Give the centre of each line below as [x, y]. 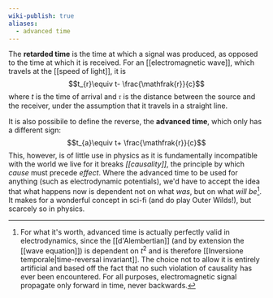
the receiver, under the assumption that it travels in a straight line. [118, 106]
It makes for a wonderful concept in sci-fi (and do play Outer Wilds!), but [130, 201]
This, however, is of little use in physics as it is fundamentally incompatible [133, 156]
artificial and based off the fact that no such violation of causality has [136, 268]
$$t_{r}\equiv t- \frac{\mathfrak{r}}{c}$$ [136, 84]
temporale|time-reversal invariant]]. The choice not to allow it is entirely [140, 259]
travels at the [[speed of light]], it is [67, 71]
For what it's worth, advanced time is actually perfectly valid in [125, 232]
